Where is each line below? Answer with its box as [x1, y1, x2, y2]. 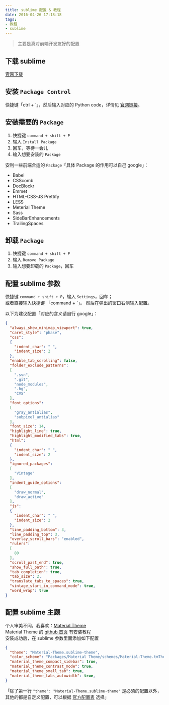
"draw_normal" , [14, 490, 46, 495]
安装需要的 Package [5, 118, 64, 127]
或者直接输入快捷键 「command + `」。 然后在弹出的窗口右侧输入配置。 [5, 300, 152, 306]
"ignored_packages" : [10, 461, 53, 467]
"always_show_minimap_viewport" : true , [10, 326, 94, 331]
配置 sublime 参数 [5, 279, 61, 288]
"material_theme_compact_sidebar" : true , [10, 659, 98, 664]
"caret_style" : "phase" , [10, 330, 62, 335]
